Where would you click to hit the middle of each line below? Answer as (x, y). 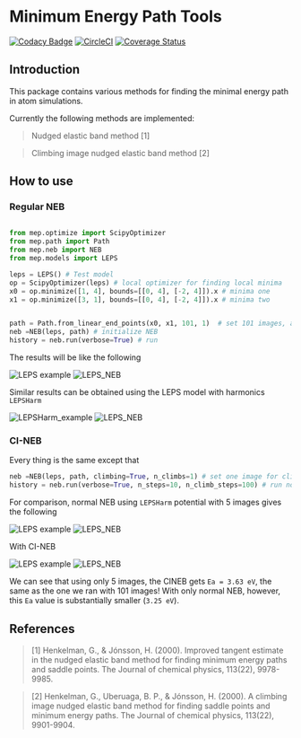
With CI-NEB (33, 547)
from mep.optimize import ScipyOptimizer (88, 233)
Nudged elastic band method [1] (90, 136)
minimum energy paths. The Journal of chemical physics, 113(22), (153, 715)
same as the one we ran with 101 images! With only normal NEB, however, (145, 591)
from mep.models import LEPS (64, 259)
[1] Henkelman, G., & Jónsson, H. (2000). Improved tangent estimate (157, 650)
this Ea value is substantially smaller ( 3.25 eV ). (94, 601)
